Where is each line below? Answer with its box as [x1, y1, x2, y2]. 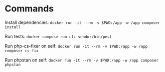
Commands [5, 3, 54, 14]
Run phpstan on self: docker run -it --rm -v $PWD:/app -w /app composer [5, 57, 159, 63]
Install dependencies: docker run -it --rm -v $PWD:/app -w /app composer [5, 19, 160, 25]
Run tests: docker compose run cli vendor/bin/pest [5, 33, 112, 39]
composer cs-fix [5, 48, 39, 53]
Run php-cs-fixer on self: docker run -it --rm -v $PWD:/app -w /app [5, 43, 148, 49]
